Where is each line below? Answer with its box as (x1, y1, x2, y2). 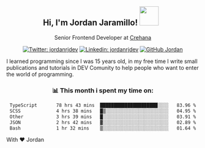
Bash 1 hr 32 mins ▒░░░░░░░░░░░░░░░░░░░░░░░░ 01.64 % (9, 125, 196, 131)
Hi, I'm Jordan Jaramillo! (42, 18, 138, 28)
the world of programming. (6, 70, 74, 78)
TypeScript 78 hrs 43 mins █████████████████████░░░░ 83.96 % (9, 102, 196, 109)
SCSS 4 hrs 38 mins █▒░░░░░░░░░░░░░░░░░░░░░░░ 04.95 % (9, 108, 196, 114)
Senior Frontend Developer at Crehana (54, 34, 152, 41)
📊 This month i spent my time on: (51, 86, 154, 95)
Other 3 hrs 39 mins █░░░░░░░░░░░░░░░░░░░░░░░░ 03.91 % (9, 114, 196, 120)
